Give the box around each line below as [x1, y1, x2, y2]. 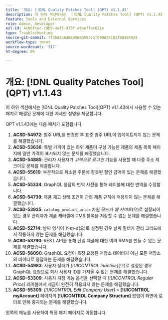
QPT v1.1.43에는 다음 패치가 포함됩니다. [5, 121, 83, 127]
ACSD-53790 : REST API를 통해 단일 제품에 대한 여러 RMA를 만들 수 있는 [12, 238, 157, 244]
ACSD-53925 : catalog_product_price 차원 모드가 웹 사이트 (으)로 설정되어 [12, 206, 161, 212]
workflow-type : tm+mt [5, 40, 51, 45]
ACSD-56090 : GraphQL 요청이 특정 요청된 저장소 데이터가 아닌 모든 [12, 250, 148, 256]
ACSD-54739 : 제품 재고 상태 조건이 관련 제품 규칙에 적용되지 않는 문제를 [12, 194, 156, 200]
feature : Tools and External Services [5, 16, 86, 21]
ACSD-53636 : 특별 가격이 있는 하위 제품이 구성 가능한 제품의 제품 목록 [12, 144, 152, 150]
